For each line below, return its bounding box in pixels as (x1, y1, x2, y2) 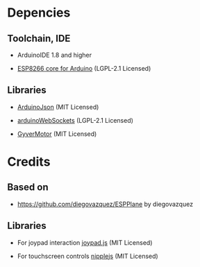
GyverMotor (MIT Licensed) (17, 130, 97, 138)
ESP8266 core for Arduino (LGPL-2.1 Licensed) (17, 64, 151, 72)
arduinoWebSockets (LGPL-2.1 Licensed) (17, 116, 134, 124)
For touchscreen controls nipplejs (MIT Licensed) (17, 252, 158, 260)
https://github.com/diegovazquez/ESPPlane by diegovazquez (17, 200, 193, 208)
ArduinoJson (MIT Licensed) (17, 103, 99, 111)
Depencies (7, 5, 71, 21)
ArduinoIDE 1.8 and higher (17, 51, 92, 59)
